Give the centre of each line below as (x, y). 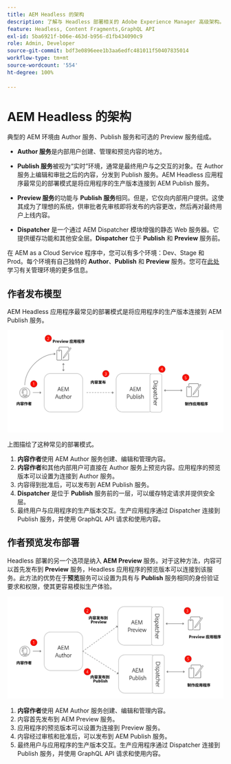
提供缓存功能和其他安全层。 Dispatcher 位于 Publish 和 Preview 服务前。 (120, 238)
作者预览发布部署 (43, 543)
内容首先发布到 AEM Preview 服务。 (68, 719)
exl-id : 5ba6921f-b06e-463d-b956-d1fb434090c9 (75, 36)
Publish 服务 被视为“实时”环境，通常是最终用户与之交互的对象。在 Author (120, 166)
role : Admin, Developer (41, 44)
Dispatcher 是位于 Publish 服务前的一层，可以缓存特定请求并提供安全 (116, 493)
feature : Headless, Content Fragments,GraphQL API (81, 29)
